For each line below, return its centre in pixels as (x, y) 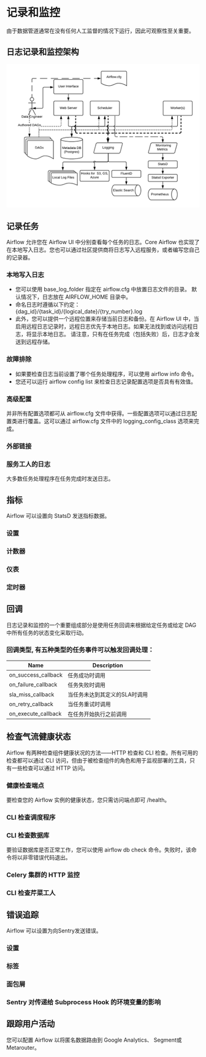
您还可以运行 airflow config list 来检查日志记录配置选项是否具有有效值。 (106, 382)
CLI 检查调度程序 (31, 818)
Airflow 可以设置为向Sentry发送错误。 (54, 931)
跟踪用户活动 (31, 1024)
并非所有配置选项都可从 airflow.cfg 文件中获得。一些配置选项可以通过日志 (99, 413)
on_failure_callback (33, 685)
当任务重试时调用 (90, 704)
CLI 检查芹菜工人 (31, 893)
